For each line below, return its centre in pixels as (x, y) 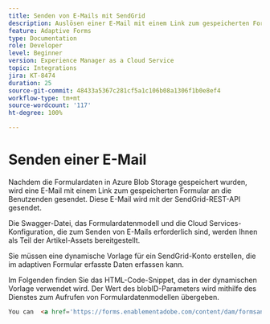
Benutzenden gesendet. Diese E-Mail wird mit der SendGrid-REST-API (125, 199)
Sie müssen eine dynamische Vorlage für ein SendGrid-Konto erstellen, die (132, 256)
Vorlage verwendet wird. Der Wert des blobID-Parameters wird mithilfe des (133, 288)
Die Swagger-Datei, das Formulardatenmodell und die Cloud (108, 223)
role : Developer (35, 46)
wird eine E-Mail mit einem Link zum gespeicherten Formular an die (120, 191)
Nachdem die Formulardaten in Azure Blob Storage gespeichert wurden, (128, 182)
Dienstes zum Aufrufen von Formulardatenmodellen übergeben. (114, 297)
